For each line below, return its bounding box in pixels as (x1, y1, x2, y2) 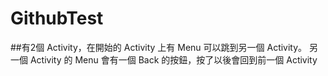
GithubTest (10, 7, 104, 30)
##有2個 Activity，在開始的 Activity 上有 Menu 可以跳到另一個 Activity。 (10, 41, 308, 53)
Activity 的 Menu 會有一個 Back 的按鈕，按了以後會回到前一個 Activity (29, 53, 318, 66)
